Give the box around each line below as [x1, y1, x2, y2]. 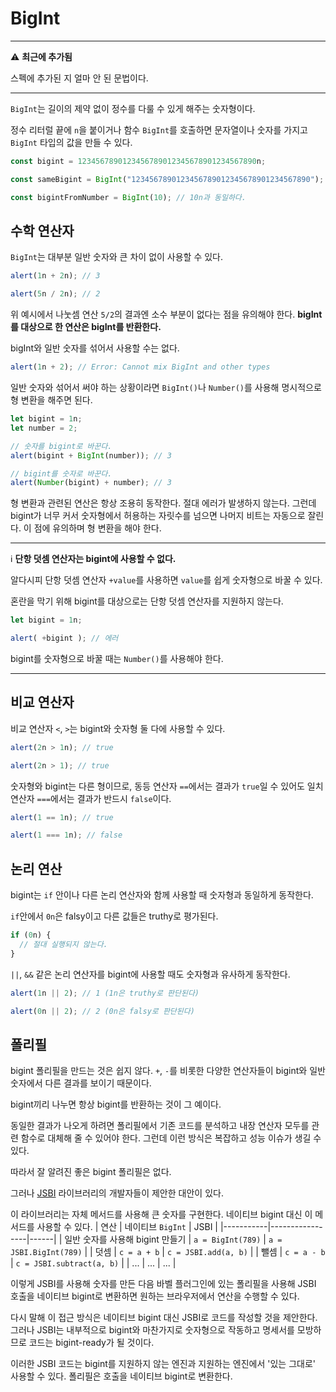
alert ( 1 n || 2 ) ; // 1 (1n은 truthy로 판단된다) [10, 988, 200, 998]
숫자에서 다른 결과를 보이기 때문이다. [10, 1077, 152, 1089]
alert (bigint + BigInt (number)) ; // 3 [10, 450, 172, 461]
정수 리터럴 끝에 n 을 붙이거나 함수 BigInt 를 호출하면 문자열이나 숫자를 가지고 [10, 123, 308, 136]
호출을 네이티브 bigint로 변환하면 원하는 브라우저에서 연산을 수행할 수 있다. [10, 1290, 300, 1302]
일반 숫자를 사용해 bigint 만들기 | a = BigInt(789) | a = [64, 1233, 283, 1246]
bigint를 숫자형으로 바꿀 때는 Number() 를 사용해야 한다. [10, 653, 224, 664]
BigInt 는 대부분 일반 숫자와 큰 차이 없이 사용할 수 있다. [10, 251, 224, 263]
